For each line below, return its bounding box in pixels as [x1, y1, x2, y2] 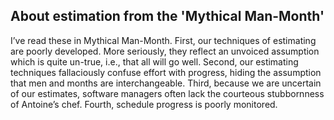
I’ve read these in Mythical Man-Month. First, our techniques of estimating [10, 34, 317, 46]
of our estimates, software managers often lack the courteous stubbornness [10, 87, 325, 99]
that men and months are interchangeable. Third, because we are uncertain [10, 77, 322, 89]
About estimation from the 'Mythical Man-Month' [10, 8, 325, 25]
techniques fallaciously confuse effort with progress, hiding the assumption [10, 66, 322, 78]
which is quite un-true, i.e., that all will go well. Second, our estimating [10, 55, 299, 68]
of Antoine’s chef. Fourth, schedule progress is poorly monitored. [10, 98, 278, 110]
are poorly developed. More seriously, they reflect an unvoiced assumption [10, 45, 320, 57]
